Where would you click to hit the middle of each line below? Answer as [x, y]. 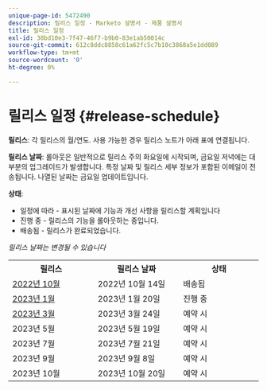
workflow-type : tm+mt [44, 53]
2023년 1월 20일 [129, 298]
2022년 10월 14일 [132, 283]
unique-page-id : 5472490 [49, 16]
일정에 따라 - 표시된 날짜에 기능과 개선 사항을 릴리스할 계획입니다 [120, 210]
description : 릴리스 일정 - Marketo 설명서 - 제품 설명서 [95, 23]
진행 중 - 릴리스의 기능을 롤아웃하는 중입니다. [89, 220]
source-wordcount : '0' [46, 60]
